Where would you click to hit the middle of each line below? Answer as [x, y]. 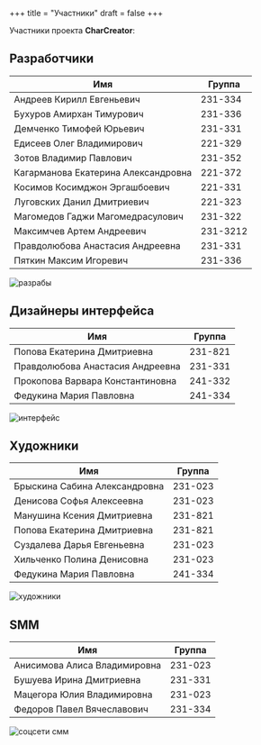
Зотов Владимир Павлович [73, 158]
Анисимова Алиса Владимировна [88, 666]
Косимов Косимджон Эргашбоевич [92, 186]
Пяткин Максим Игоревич [71, 260]
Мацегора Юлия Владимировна [83, 695]
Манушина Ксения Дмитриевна [83, 515]
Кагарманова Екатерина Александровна [103, 172]
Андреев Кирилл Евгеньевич [77, 99]
